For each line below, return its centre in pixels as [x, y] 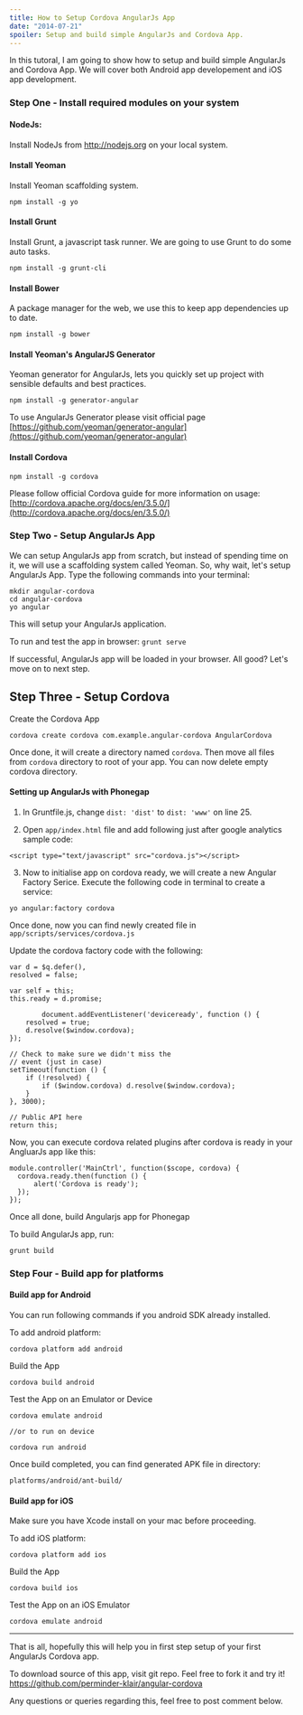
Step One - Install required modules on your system [124, 103]
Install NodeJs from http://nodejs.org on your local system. [119, 145]
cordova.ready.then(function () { [82, 1176]
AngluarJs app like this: [53, 1151]
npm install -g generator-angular [74, 400]
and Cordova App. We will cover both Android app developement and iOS [146, 70]
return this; [34, 1125]
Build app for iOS [41, 1501]
